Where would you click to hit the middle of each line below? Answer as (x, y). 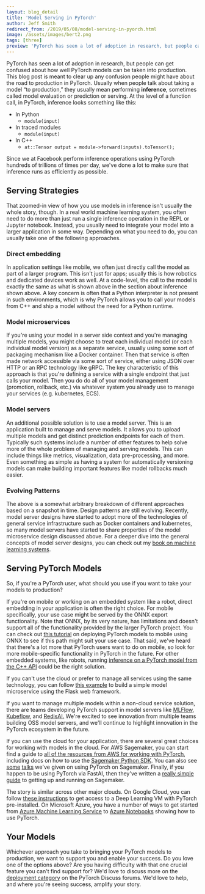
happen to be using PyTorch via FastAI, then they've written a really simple (100, 773)
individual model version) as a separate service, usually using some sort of (100, 348)
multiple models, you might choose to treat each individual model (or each (100, 342)
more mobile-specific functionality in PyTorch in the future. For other (92, 653)
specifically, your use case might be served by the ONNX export (87, 614)
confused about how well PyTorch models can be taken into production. (97, 70)
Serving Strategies (43, 191)
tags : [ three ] (24, 40)
